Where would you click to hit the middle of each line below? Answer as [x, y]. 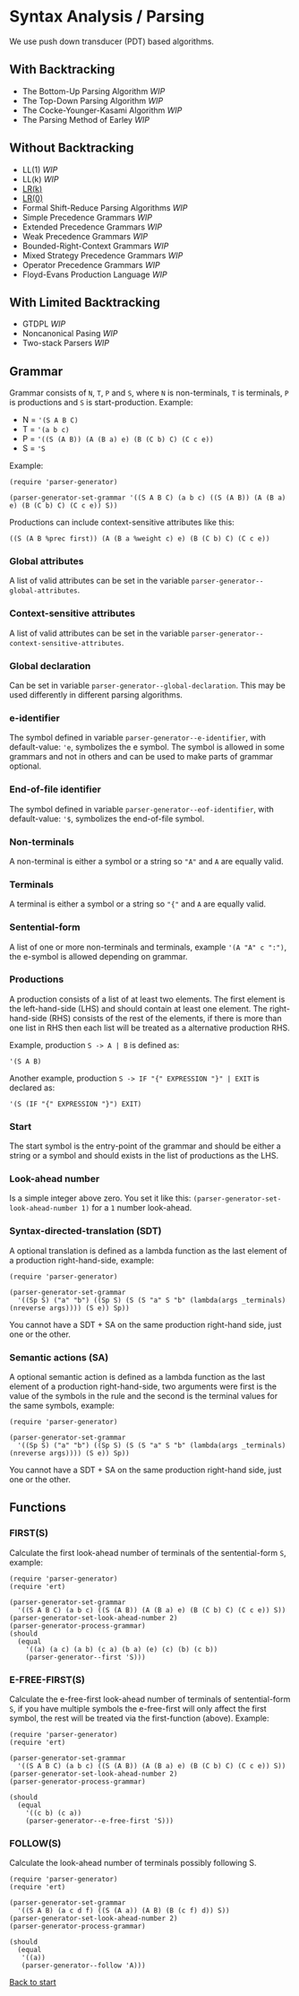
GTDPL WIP [44, 324]
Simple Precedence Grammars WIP [87, 217]
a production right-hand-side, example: [82, 1260]
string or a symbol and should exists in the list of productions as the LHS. [144, 1156]
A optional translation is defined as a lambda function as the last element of [149, 1250]
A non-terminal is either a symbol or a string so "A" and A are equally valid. [146, 861]
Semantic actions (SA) [59, 1358]
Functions [38, 1508]
